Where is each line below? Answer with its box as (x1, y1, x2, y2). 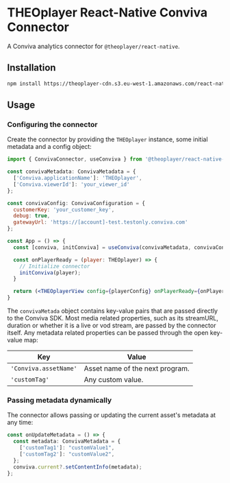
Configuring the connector (7, 119, 98, 129)
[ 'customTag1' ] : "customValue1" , (19, 445, 115, 451)
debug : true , (13, 213, 51, 220)
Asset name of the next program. (84, 364, 190, 373)
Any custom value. (84, 375, 144, 385)
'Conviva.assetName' (10, 365, 77, 373)
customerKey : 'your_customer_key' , (13, 206, 115, 213)
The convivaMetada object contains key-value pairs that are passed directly (7, 307, 218, 315)
